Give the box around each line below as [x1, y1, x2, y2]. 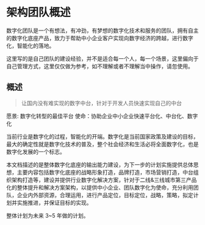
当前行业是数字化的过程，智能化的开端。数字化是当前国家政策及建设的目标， [6, 133, 199, 140]
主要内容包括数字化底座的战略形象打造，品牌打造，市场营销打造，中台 [16, 168, 193, 176]
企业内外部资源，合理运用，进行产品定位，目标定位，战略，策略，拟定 [16, 191, 193, 198]
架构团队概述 [6, 5, 71, 19]
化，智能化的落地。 [6, 42, 55, 49]
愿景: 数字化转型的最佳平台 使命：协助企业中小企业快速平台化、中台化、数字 [6, 112, 198, 119]
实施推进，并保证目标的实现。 [16, 199, 92, 206]
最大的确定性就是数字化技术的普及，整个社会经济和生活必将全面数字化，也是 [6, 140, 199, 148]
